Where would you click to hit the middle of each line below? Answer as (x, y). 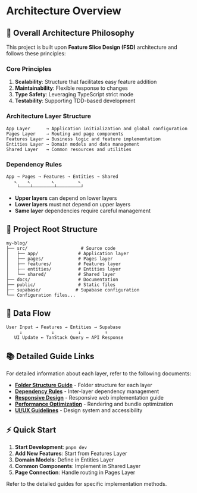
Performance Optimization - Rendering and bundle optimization (94, 404)
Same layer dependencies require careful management (82, 211)
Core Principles (29, 68)
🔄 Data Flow (29, 313)
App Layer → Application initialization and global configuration (97, 128)
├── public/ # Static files (61, 285)
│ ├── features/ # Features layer (63, 264)
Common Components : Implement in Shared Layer (78, 466)
